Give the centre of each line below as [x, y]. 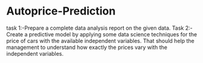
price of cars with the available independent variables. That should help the [101, 41]
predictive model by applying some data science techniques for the [113, 34]
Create [15, 34]
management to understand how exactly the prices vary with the [87, 47]
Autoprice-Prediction [61, 11]
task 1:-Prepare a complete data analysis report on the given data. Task [95, 28]
